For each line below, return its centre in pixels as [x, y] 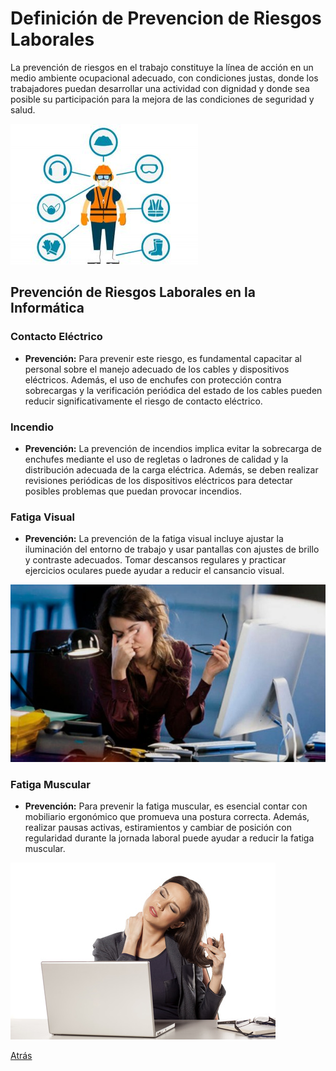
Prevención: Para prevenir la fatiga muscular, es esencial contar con [166, 806]
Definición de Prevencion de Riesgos [166, 18]
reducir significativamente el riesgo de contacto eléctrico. [143, 401]
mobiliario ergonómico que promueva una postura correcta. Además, [167, 817]
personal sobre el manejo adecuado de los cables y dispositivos [157, 369]
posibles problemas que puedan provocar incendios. [133, 491]
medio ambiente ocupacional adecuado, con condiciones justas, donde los [164, 78]
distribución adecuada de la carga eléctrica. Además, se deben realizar [171, 469]
